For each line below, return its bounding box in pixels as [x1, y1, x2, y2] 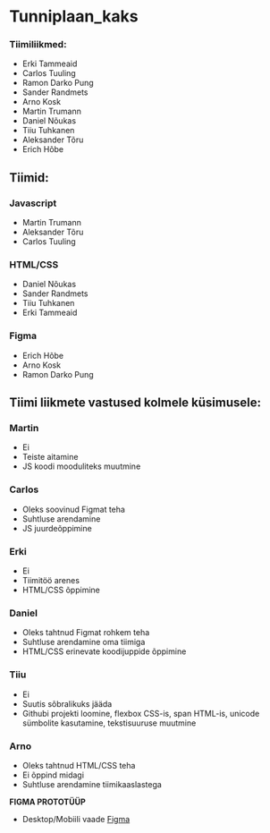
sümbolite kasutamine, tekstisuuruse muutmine [21, 718, 197, 728]
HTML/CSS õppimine [21, 584, 100, 596]
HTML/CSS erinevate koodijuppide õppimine [21, 646, 187, 657]
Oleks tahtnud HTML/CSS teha [21, 760, 136, 770]
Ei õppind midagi [21, 769, 85, 780]
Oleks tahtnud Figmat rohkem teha [21, 627, 150, 638]
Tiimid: [9, 170, 49, 185]
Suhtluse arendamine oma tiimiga [21, 637, 146, 648]
